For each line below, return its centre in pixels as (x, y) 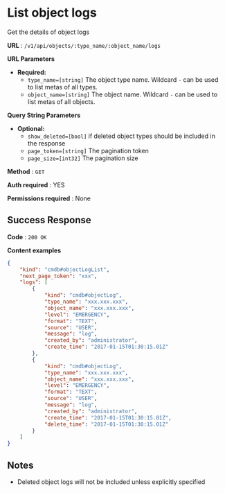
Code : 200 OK (27, 236)
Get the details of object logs (48, 32)
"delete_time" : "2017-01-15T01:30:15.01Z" (106, 424)
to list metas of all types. (63, 87)
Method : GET (26, 171)
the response (46, 143)
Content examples (34, 250)
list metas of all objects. (61, 101)
